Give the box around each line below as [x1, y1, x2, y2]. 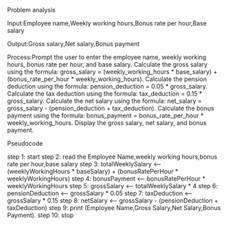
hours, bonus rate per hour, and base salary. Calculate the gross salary [7, 60, 208, 68]
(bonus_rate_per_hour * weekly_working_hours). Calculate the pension [7, 75, 207, 83]
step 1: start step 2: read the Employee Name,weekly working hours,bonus [7, 152, 218, 161]
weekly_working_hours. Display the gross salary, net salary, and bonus [7, 119, 207, 126]
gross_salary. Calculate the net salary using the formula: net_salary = [7, 97, 203, 105]
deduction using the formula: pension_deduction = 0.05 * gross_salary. [7, 82, 208, 90]
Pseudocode [7, 139, 43, 147]
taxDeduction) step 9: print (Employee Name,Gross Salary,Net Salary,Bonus [7, 204, 221, 212]
